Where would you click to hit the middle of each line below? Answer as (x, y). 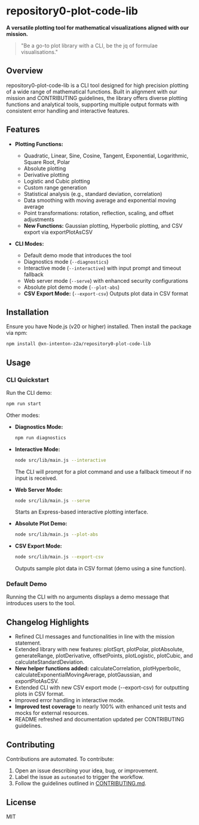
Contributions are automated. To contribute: (60, 759)
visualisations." (39, 52)
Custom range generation (55, 188)
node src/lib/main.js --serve (53, 501)
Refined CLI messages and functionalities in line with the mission (95, 637)
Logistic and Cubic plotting (57, 181)
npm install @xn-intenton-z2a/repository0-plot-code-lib (79, 344)
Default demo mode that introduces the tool (77, 255)
